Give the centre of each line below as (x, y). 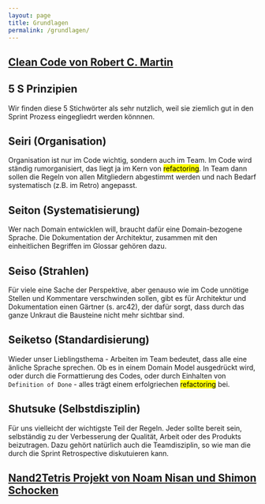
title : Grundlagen (38, 23)
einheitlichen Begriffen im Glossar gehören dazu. (88, 246)
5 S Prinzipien (43, 89)
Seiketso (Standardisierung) (79, 340)
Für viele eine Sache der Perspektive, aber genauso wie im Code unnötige (129, 290)
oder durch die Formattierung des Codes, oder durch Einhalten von (117, 375)
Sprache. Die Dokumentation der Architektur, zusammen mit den (113, 238)
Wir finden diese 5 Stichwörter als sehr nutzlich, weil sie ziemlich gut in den (131, 108)
